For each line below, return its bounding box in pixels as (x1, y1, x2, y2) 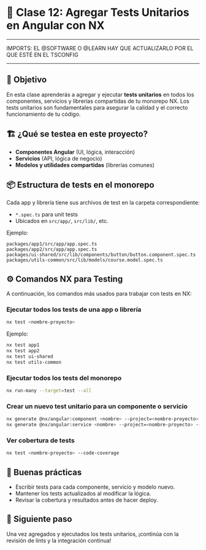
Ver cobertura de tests (6, 436, 75, 445)
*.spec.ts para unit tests (15, 211, 78, 218)
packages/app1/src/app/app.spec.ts (6, 241, 97, 247)
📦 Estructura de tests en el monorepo (6, 179, 154, 190)
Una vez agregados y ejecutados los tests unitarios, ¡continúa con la (6, 530, 179, 538)
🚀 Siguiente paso (6, 514, 72, 524)
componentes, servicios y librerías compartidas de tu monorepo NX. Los (6, 97, 190, 105)
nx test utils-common (6, 359, 62, 365)
